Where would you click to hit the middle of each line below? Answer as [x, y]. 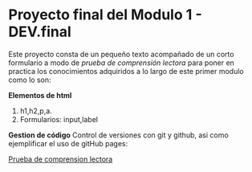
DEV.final [40, 32]
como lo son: [30, 80]
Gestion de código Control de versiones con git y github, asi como [118, 135]
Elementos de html [40, 95]
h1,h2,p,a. [36, 111]
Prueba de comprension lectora [61, 159]
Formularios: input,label [59, 119]
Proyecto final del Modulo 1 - [105, 15]
